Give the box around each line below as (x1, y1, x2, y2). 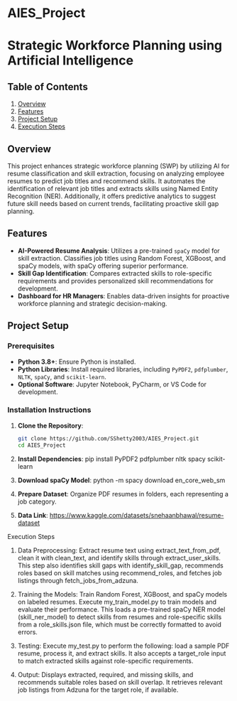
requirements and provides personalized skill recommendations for (17, 276, 214, 285)
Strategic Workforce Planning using (7, 38, 223, 54)
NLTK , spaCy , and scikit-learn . (17, 372, 106, 381)
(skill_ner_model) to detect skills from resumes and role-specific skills (17, 612, 222, 621)
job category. (17, 497, 57, 506)
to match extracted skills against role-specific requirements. (17, 656, 194, 665)
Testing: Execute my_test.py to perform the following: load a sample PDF (17, 641, 230, 650)
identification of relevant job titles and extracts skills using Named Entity (7, 185, 219, 192)
